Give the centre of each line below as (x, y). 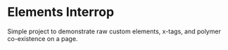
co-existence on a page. (43, 38)
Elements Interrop (61, 12)
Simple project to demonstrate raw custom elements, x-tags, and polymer (114, 31)
